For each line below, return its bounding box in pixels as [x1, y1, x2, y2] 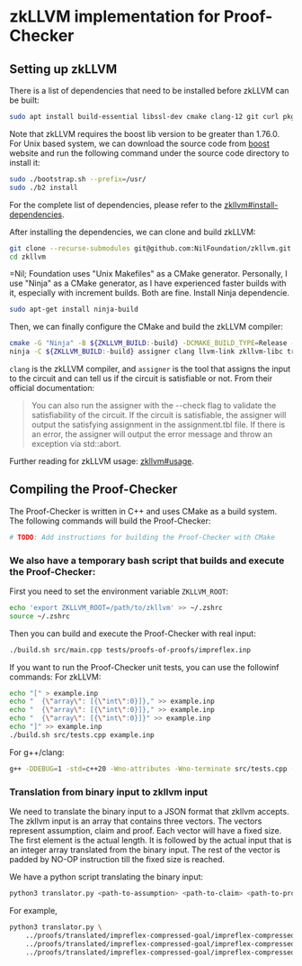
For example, [9, 905, 58, 916]
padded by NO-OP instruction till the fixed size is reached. [9, 854, 226, 865]
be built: [9, 95, 40, 105]
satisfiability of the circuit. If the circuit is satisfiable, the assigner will [31, 410, 287, 420]
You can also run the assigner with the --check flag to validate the [31, 400, 277, 411]
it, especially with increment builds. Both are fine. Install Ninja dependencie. [9, 287, 290, 298]
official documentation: [9, 383, 95, 393]
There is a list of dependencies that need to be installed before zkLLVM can [9, 86, 289, 96]
